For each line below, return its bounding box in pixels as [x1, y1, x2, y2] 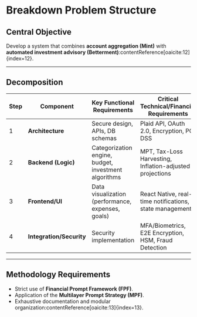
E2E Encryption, [140, 228, 185, 237]
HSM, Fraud [140, 236, 173, 244]
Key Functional [91, 98, 135, 106]
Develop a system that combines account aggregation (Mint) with [6, 42, 167, 49]
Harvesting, [140, 154, 172, 163]
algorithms [91, 173, 121, 181]
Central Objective [6, 27, 72, 37]
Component [40, 102, 74, 110]
